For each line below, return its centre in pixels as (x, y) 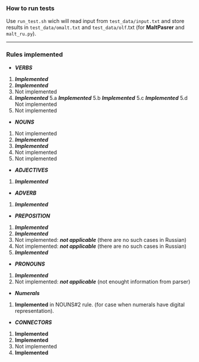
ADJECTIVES (31, 170)
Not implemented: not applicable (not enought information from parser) (102, 282)
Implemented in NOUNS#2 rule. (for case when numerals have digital (99, 304)
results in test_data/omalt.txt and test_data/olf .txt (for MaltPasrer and (95, 27)
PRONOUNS (30, 264)
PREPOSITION (32, 216)
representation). (34, 311)
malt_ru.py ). (21, 34)
